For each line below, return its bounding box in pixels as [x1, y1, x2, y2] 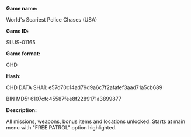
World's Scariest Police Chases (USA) [6, 16, 98, 23]
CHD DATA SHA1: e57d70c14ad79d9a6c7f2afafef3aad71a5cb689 [6, 84, 162, 91]
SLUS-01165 [6, 39, 36, 45]
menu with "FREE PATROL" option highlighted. [6, 124, 117, 131]
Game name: [6, 5, 38, 12]
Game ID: [6, 27, 29, 34]
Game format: [6, 50, 41, 57]
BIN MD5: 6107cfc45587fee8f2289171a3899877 [6, 96, 121, 102]
